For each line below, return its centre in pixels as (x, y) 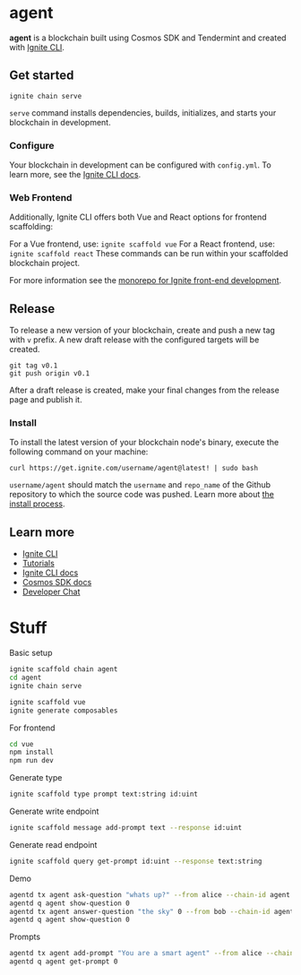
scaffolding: (31, 227)
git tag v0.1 (34, 366)
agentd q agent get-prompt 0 (64, 962)
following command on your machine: (79, 452)
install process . (37, 504)
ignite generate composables (64, 711)
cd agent (26, 678)
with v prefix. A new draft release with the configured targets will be (134, 340)
